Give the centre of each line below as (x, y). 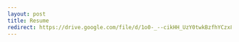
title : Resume (28, 21)
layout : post (27, 14)
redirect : (22, 27)
